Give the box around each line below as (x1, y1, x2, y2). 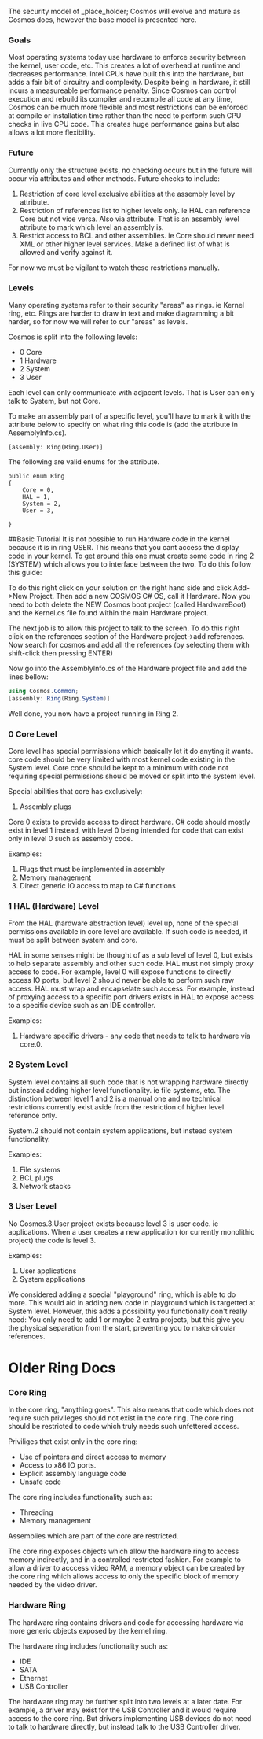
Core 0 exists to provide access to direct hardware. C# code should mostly (8, 817, 250, 826)
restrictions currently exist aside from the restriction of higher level (8, 1102, 225, 1112)
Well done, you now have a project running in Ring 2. (8, 708, 179, 718)
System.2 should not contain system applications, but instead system (8, 1125, 233, 1135)
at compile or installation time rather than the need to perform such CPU (8, 111, 242, 120)
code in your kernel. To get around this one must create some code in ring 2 (8, 551, 254, 560)
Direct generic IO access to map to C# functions (19, 881, 177, 890)
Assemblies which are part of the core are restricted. (8, 1531, 179, 1541)
